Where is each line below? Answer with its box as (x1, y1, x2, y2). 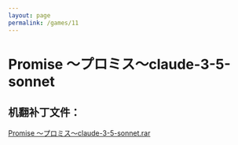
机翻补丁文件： (8, 106, 81, 119)
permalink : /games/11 (8, 19, 79, 27)
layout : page (8, 11, 51, 20)
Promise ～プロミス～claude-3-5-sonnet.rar (8, 128, 151, 138)
